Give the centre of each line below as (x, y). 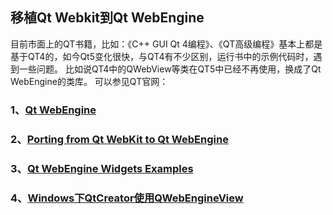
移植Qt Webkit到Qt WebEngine (107, 18)
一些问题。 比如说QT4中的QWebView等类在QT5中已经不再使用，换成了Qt (170, 69)
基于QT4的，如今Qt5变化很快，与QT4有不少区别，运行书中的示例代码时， (162, 56)
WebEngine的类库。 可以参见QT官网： (89, 81)
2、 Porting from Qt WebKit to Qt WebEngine (119, 139)
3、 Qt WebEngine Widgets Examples (102, 168)
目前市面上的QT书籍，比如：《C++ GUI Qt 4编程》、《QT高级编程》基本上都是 (166, 44)
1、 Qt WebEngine (53, 110)
